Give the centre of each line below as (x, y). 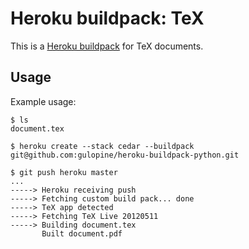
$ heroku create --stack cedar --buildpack (102, 146)
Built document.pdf (82, 233)
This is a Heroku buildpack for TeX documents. (107, 46)
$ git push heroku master (64, 172)
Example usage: (43, 101)
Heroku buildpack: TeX (107, 18)
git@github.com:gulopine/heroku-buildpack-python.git (125, 155)
